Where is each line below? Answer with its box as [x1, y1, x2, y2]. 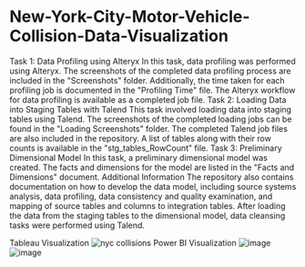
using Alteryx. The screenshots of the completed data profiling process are [9, 65, 291, 76]
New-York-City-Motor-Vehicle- [9, 6, 250, 27]
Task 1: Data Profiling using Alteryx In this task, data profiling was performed [9, 55, 296, 66]
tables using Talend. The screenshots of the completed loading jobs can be [9, 114, 292, 124]
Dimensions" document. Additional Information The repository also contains [9, 171, 294, 183]
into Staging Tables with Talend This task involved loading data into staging [9, 104, 292, 114]
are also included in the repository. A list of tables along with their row [9, 133, 271, 143]
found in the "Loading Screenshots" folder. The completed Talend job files [9, 123, 289, 133]
